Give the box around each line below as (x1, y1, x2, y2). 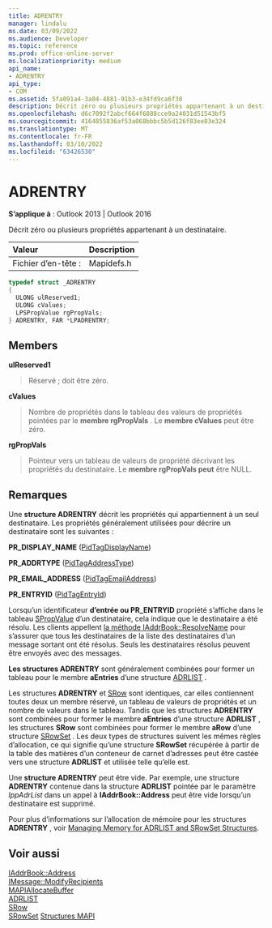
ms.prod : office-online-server (8, 49, 114, 58)
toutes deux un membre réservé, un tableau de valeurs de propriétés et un (8, 697, 257, 707)
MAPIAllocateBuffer (8, 885, 74, 895)
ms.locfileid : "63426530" (8, 148, 96, 156)
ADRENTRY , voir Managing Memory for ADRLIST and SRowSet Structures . (8, 823, 259, 833)
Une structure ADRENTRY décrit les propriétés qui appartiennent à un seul (8, 510, 259, 520)
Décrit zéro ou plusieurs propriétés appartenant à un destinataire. (8, 225, 227, 235)
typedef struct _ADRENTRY (8, 279, 96, 287)
